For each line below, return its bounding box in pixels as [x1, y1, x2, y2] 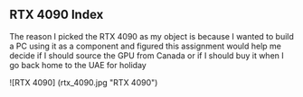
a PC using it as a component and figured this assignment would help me [9, 40, 282, 51]
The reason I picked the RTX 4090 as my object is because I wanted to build [9, 31, 294, 41]
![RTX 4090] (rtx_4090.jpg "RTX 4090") [9, 76, 158, 88]
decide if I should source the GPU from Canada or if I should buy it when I [9, 49, 285, 61]
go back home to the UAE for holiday [9, 59, 147, 70]
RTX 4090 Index [9, 7, 104, 22]
